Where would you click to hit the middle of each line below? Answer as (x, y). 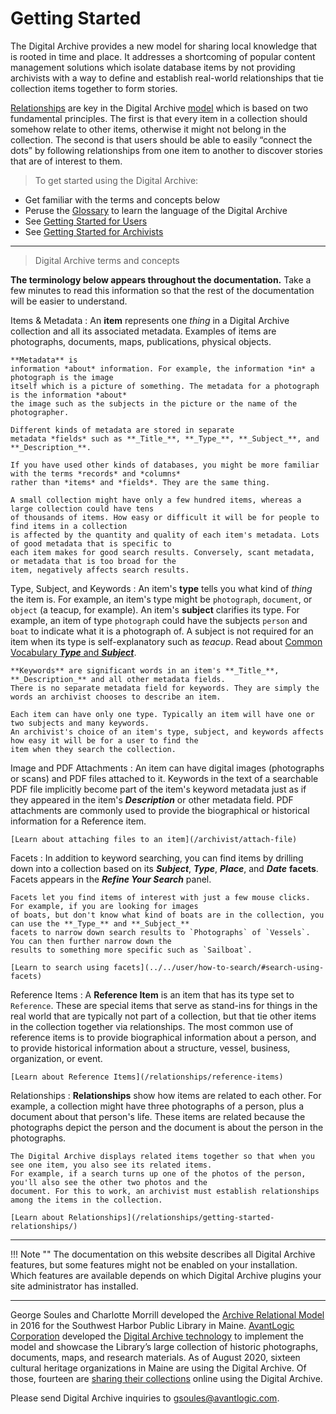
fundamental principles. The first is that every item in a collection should (159, 118)
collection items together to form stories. (94, 88)
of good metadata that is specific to (91, 543)
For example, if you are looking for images (104, 906)
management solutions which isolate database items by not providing (153, 67)
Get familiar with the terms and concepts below (122, 199)
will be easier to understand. (69, 301)
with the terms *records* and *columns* (96, 473)
